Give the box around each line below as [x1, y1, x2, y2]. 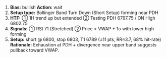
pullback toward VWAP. [10, 47, 59, 53]
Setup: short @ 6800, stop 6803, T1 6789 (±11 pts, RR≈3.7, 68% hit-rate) [10, 36, 161, 42]
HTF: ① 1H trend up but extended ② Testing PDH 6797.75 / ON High [10, 15, 155, 21]
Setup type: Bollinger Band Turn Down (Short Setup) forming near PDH [10, 10, 159, 16]
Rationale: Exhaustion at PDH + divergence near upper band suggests [10, 42, 157, 47]
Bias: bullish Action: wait [10, 5, 63, 10]
